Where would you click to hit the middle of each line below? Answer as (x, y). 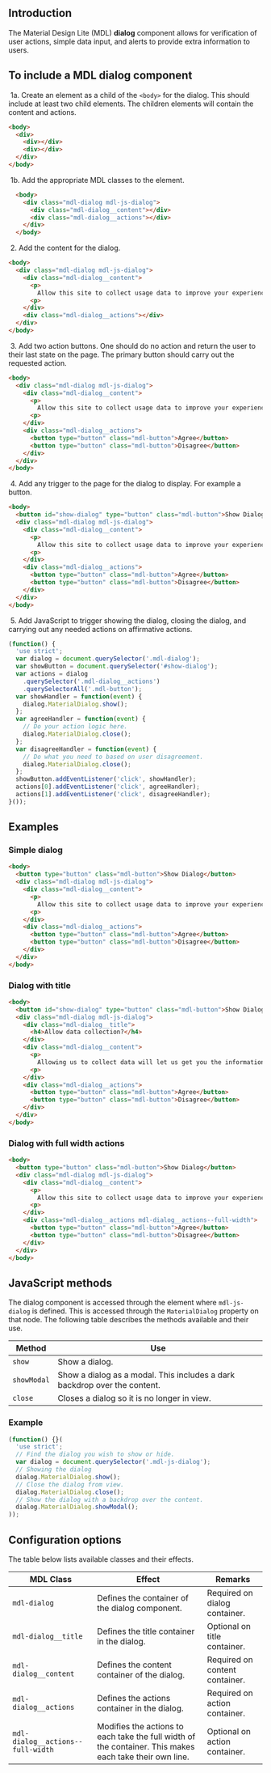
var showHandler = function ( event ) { (79, 696)
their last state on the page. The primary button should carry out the (121, 354)
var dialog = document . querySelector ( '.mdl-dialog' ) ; (108, 659)
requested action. (38, 363)
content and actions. (42, 112)
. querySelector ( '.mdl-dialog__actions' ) (92, 681)
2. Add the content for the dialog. (65, 248)
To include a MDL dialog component (100, 76)
